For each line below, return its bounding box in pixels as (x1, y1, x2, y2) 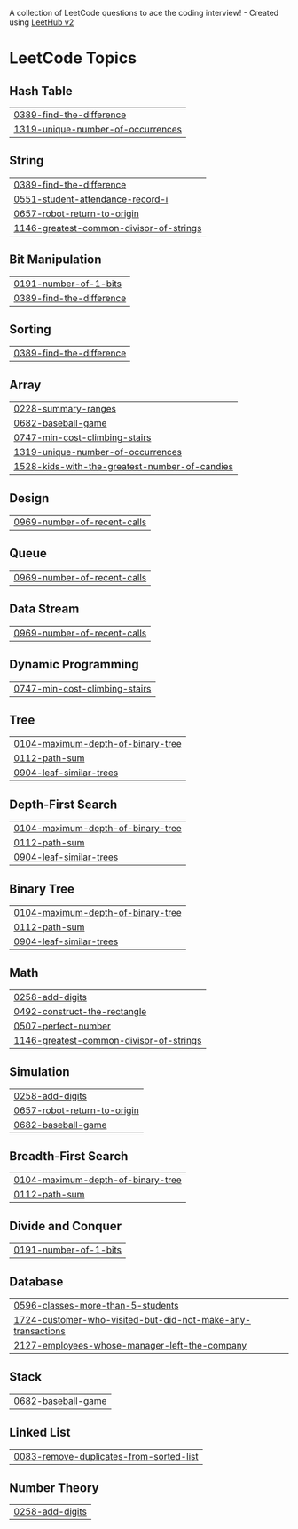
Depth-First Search (9, 797, 118, 812)
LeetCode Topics (9, 48, 137, 68)
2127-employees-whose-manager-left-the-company (13, 1340, 247, 1351)
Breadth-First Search (9, 1149, 129, 1164)
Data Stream (9, 602, 80, 617)
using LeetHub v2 (9, 17, 74, 28)
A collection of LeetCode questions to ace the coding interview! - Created (9, 8, 279, 18)
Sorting (9, 322, 51, 337)
